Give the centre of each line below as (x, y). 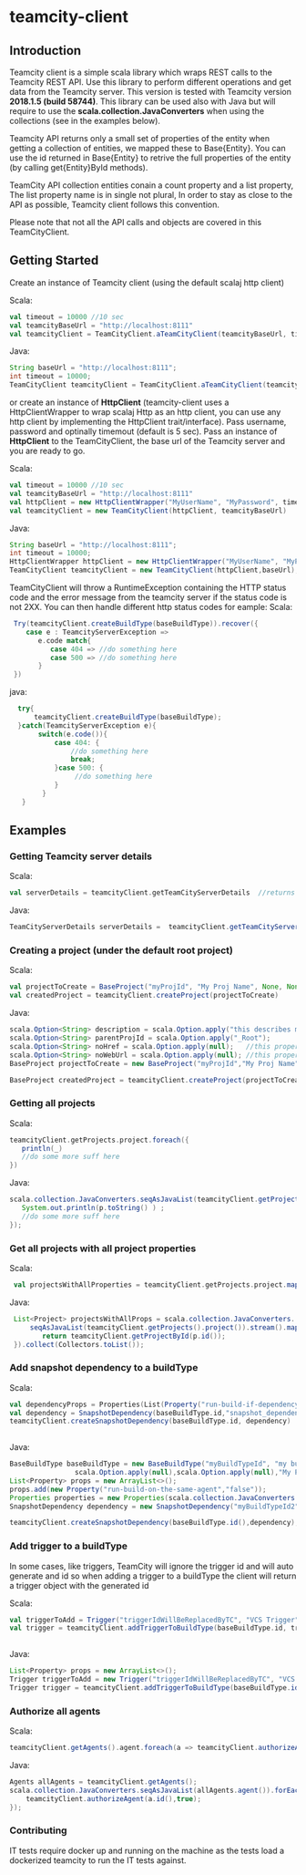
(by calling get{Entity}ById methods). (79, 167)
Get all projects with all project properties (103, 1248)
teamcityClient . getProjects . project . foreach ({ (99, 1140)
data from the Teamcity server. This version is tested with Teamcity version (151, 92)
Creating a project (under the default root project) (122, 950)
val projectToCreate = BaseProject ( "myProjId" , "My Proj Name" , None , (146, 987)
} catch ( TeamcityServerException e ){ (87, 725)
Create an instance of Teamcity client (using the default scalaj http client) (147, 282)
